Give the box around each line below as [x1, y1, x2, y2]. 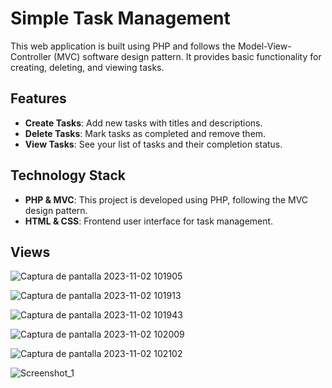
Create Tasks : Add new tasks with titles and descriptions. [24, 117, 263, 129]
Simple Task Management [10, 7, 231, 30]
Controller [10, 50, 52, 62]
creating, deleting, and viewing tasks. [10, 61, 165, 73]
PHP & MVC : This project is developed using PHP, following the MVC [24, 193, 309, 206]
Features [10, 90, 67, 107]
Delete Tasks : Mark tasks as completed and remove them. [24, 127, 267, 139]
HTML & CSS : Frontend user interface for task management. [24, 215, 274, 227]
